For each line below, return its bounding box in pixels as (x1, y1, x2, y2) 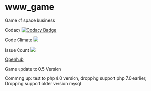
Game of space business (5, 18, 55, 23)
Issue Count (5, 47, 29, 53)
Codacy (5, 27, 21, 33)
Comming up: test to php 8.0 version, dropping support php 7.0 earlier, (5, 75, 147, 81)
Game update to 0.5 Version (5, 66, 61, 72)
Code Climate (5, 37, 33, 43)
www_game (5, 1, 55, 13)
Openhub (5, 56, 24, 62)
